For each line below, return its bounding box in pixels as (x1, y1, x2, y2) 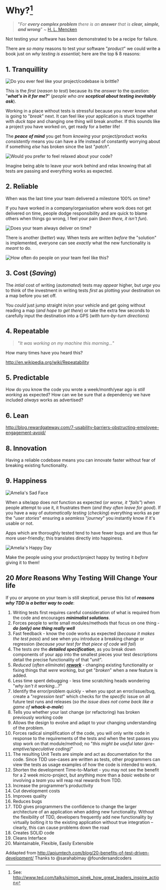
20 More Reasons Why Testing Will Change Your (5, 574, 158, 582)
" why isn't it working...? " (12, 683, 62, 689)
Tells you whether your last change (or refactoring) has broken (12, 709, 140, 715)
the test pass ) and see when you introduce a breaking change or (12, 635, 144, 642)
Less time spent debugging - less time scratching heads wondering (12, 677, 150, 684)
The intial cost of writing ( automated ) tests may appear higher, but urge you (5, 282, 161, 288)
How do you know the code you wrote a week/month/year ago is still (5, 387, 145, 392)
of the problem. (12, 725, 44, 731)
